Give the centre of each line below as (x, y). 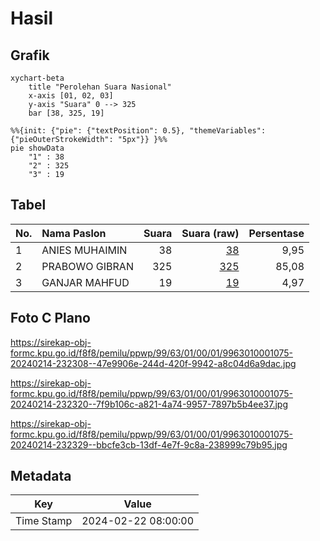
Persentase (276, 233)
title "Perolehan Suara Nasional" (100, 87)
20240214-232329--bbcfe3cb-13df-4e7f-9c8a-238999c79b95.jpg (149, 444)
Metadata (41, 476)
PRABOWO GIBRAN (87, 266)
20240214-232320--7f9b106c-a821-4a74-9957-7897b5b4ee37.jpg (149, 404)
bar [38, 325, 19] (66, 113)
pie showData (37, 148)
